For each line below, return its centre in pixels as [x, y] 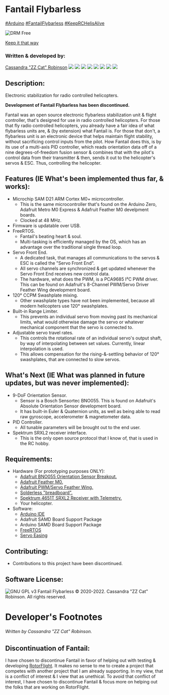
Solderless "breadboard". [46, 493]
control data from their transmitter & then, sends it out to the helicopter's [80, 158]
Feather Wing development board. [56, 290]
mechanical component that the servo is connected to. [76, 327]
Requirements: [29, 459]
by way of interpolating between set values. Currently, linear [82, 343]
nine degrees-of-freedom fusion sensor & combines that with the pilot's [80, 153]
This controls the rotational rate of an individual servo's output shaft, [91, 338]
